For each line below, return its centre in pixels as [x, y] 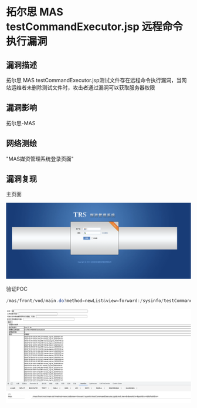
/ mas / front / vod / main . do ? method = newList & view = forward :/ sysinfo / [85, 301]
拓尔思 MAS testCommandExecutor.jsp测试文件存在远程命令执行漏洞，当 [94, 80]
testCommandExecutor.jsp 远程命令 [94, 27]
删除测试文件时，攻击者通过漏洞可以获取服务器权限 [93, 88]
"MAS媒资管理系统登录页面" [40, 159]
